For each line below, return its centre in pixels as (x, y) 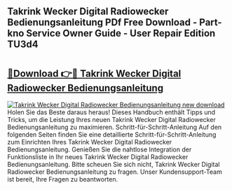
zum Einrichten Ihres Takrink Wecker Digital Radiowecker (90, 142)
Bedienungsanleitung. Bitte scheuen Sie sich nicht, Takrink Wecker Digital (114, 164)
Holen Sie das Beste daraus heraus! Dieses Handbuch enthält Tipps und (111, 112)
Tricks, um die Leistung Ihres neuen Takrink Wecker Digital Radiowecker (111, 120)
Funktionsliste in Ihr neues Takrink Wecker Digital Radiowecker (98, 157)
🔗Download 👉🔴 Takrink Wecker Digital (94, 73)
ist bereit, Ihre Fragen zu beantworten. (63, 179)
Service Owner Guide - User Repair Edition (121, 33)
